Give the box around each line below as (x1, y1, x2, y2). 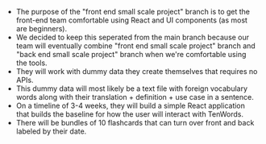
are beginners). (15, 24, 68, 33)
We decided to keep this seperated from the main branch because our (15, 32, 250, 42)
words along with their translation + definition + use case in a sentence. (15, 93, 254, 101)
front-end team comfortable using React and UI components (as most (15, 15, 248, 25)
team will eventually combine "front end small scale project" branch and (15, 41, 256, 51)
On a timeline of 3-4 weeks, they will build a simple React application (15, 101, 246, 110)
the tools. (15, 58, 48, 68)
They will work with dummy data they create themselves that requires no (15, 67, 258, 76)
